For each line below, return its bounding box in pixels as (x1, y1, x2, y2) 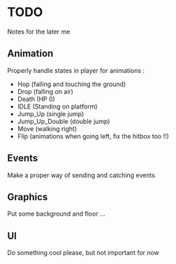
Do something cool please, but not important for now (7, 249, 159, 257)
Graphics (7, 190, 48, 203)
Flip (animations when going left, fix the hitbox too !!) (17, 132, 170, 140)
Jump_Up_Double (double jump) (17, 117, 110, 125)
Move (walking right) (17, 124, 78, 133)
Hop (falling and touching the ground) (17, 80, 126, 88)
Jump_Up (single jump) (17, 109, 85, 118)
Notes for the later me (7, 27, 71, 36)
